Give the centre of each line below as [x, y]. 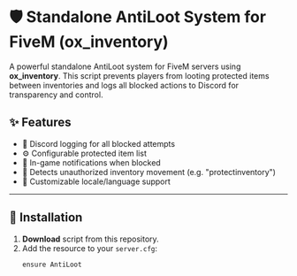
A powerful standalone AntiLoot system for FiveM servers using [125, 66]
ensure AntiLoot [52, 264]
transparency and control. [56, 95]
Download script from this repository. [90, 239]
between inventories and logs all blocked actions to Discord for [124, 85]
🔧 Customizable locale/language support [96, 181]
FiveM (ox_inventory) [89, 42]
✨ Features [40, 123]
